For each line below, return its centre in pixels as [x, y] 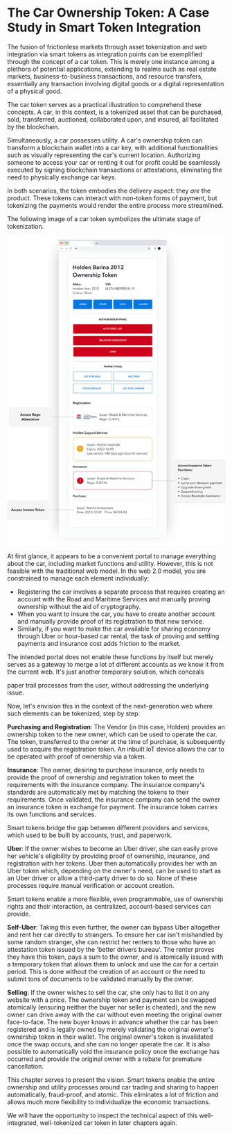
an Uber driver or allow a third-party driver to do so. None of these [102, 878]
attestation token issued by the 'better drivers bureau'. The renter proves [111, 949]
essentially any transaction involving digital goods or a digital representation [116, 83]
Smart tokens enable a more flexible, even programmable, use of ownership [115, 899]
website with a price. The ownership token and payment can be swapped [112, 1000]
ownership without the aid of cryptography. [79, 606]
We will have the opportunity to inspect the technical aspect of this [102, 1115]
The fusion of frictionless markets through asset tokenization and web [107, 47]
